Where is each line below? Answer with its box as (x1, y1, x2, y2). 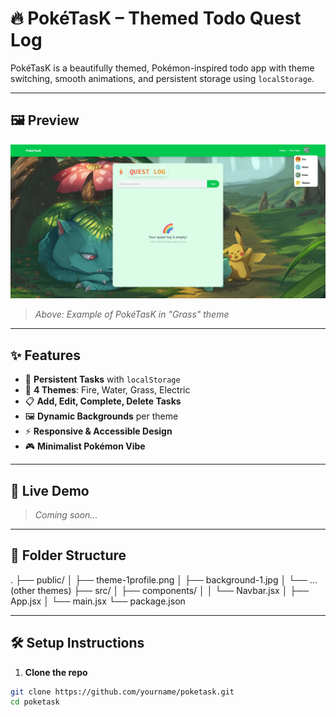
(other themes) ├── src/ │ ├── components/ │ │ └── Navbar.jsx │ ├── (10, 584, 310, 596)
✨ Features (10, 347, 81, 364)
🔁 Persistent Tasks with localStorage (24, 373, 181, 386)
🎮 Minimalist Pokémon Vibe (24, 440, 146, 452)
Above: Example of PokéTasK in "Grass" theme (34, 308, 230, 321)
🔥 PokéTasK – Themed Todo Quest (10, 7, 302, 30)
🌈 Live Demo (10, 482, 90, 499)
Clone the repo (24, 666, 88, 678)
